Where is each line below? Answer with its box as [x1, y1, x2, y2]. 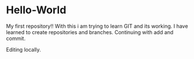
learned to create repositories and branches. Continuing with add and [6, 28, 174, 35]
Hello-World [6, 3, 67, 17]
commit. [6, 35, 26, 42]
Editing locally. [6, 46, 41, 53]
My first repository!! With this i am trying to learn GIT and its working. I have [6, 23, 188, 30]
